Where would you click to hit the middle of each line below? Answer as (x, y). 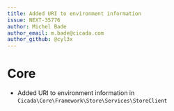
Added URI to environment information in (76, 93)
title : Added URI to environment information (74, 14)
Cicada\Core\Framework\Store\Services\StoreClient (92, 101)
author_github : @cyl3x (40, 40)
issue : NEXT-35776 (34, 20)
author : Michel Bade (37, 26)
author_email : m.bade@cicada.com (56, 33)
